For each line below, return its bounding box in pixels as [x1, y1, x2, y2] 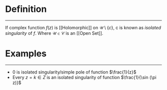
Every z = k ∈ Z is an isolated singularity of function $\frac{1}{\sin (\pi [12, 74, 157, 80]
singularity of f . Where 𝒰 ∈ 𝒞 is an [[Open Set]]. [5, 30, 103, 36]
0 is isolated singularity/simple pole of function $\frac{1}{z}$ [12, 69, 137, 75]
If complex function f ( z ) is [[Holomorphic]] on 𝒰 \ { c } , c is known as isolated [5, 24, 162, 30]
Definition [5, 3, 47, 15]
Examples [5, 48, 47, 59]
